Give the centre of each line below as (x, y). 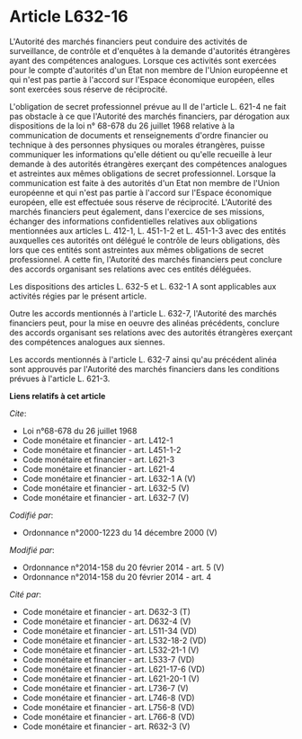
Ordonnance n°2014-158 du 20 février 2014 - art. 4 (117, 576)
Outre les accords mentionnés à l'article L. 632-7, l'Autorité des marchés (143, 313)
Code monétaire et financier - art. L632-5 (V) (106, 488)
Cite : (18, 413)
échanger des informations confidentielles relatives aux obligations (133, 221)
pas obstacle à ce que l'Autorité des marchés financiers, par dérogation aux (150, 116)
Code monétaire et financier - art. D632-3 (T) (107, 611)
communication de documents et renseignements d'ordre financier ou (139, 135)
